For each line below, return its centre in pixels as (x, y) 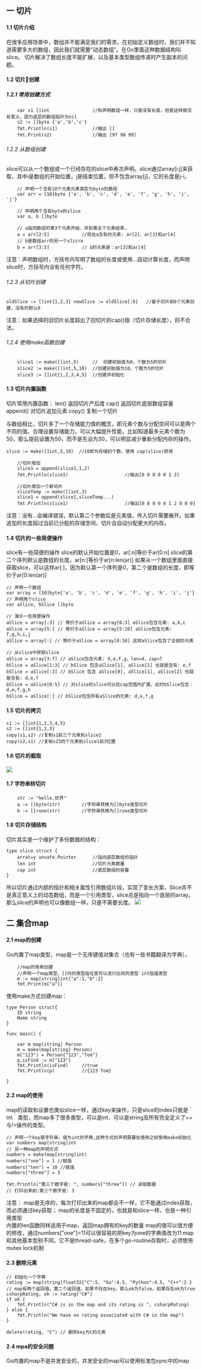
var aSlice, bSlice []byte (40, 605)
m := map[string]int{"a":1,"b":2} (60, 979)
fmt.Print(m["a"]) (40, 984)
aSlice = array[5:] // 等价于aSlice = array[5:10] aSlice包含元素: (89, 629)
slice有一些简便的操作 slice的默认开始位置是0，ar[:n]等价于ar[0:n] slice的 (97, 553)
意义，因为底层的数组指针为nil (44, 117)
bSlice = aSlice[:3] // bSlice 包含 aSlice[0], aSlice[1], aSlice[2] (94, 672)
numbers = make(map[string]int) (47, 1155)
